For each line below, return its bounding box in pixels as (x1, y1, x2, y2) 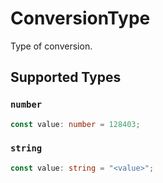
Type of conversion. (10, 40, 93, 52)
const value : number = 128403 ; (10, 119, 141, 129)
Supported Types (10, 69, 122, 86)
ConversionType (10, 7, 151, 30)
